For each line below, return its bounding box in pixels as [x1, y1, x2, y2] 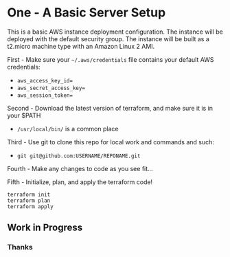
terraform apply [7, 203, 54, 210]
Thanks [7, 243, 33, 252]
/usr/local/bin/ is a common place [16, 124, 119, 133]
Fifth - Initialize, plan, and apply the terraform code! [7, 177, 153, 186]
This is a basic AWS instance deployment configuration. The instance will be [7, 27, 223, 36]
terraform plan [7, 197, 51, 204]
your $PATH [7, 111, 41, 120]
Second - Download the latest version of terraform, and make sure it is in [7, 104, 214, 112]
